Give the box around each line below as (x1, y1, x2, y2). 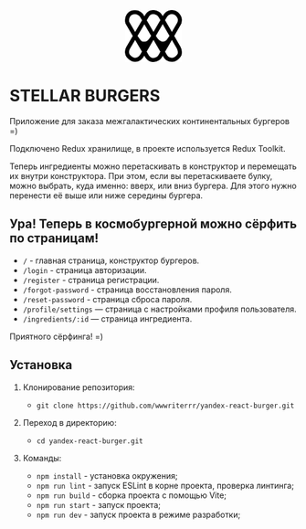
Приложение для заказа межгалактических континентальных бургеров (9, 115, 290, 126)
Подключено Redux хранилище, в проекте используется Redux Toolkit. (9, 143, 286, 153)
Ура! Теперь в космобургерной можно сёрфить (9, 217, 298, 232)
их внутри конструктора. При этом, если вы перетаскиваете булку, (9, 170, 273, 181)
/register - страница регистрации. (22, 274, 160, 285)
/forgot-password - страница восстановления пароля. (22, 284, 233, 295)
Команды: (22, 452, 62, 463)
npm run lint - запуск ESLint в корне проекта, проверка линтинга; (36, 480, 295, 491)
